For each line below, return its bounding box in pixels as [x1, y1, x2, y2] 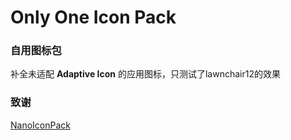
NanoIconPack [10, 119, 71, 131]
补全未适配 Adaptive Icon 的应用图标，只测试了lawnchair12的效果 [10, 68, 281, 80]
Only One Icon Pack [10, 6, 177, 29]
